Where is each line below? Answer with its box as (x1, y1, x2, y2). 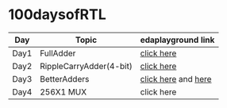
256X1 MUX (39, 86, 87, 97)
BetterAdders (39, 73, 90, 84)
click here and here (140, 73, 212, 84)
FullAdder (39, 48, 76, 59)
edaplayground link (140, 34, 215, 45)
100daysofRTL (8, 6, 107, 24)
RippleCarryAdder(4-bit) (39, 60, 133, 71)
